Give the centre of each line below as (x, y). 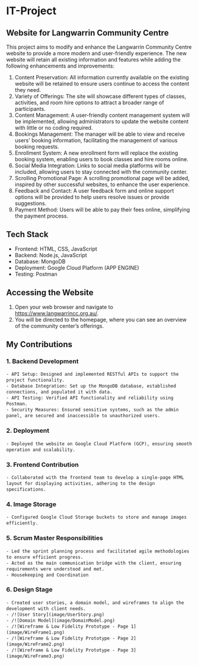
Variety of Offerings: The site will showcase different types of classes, (100, 96)
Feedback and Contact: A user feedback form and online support (94, 191)
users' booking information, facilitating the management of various (96, 140)
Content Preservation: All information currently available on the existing (102, 77)
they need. (28, 90)
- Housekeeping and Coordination (47, 575)
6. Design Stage (29, 590)
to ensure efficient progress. (45, 557)
